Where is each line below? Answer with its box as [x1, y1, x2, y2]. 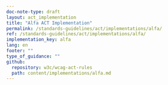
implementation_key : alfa [6, 37, 71, 42]
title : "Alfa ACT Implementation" [6, 20, 93, 26]
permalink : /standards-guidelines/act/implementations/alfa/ [6, 25, 163, 32]
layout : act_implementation [6, 14, 77, 20]
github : [6, 59, 26, 65]
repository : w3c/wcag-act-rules [11, 64, 93, 71]
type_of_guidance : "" [6, 53, 61, 59]
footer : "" [6, 48, 34, 54]
